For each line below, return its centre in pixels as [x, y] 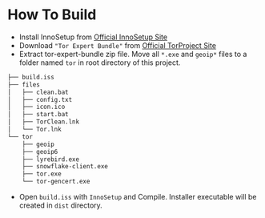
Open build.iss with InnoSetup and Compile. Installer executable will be [138, 197]
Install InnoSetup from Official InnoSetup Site [93, 37]
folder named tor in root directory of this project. [100, 63]
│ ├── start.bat [38, 115]
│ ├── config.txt [40, 99]
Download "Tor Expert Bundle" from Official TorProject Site [118, 45]
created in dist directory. [61, 205]
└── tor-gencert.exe [56, 182]
